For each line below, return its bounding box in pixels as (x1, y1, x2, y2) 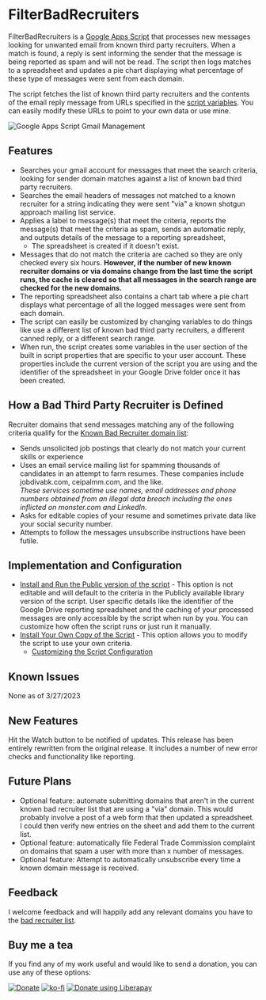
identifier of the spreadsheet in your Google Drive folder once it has (19, 367, 241, 377)
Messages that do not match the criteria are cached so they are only (19, 249, 243, 259)
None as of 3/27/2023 (8, 691, 81, 701)
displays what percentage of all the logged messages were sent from (19, 299, 246, 310)
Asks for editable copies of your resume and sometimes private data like (19, 511, 256, 520)
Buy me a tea (8, 938, 74, 952)
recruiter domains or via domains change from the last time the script (19, 266, 253, 276)
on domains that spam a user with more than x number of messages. (19, 846, 245, 856)
